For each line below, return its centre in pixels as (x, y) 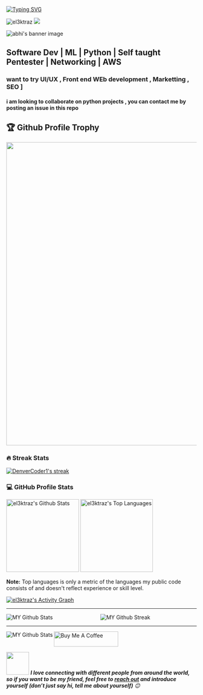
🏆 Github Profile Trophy (53, 128)
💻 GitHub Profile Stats (40, 487)
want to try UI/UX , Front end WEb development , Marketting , (98, 79)
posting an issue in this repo (42, 108)
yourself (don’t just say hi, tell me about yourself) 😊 (73, 686)
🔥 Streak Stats (28, 458)
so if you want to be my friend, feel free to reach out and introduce (92, 679)
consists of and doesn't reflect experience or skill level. (75, 588)
